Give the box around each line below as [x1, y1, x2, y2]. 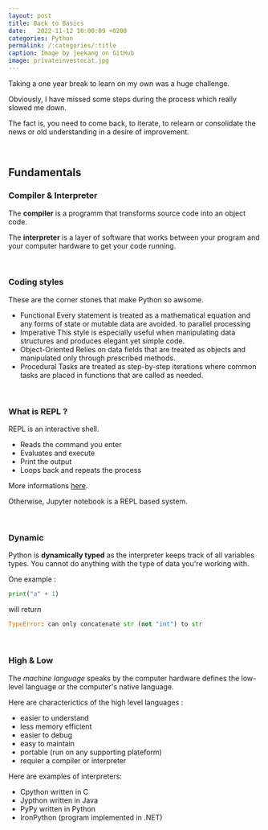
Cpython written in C [19, 787, 89, 796]
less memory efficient [19, 721, 92, 731]
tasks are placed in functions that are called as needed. [19, 370, 204, 380]
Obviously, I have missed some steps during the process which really [8, 94, 238, 104]
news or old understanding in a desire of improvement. [8, 126, 190, 137]
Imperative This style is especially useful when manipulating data [19, 327, 236, 337]
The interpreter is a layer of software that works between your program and [8, 232, 261, 242]
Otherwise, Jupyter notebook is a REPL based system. [8, 496, 189, 507]
